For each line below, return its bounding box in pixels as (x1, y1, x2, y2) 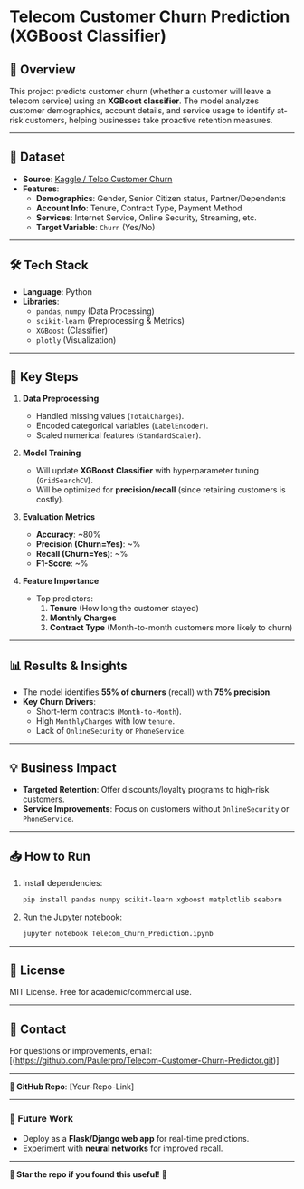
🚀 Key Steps (9, 369, 79, 385)
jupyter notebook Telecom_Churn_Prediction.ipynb (22, 929, 214, 938)
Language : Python (22, 286, 92, 297)
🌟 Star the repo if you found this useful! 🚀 (9, 1168, 167, 1180)
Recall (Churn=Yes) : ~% (35, 549, 128, 560)
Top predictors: (35, 593, 93, 604)
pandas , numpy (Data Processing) (35, 306, 156, 317)
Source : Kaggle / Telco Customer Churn (22, 173, 173, 184)
